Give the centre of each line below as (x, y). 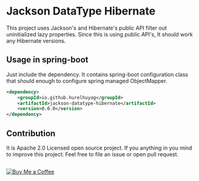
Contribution (31, 133)
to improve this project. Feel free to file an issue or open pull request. (93, 154)
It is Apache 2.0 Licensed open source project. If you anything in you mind (99, 148)
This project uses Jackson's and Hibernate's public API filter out (86, 28)
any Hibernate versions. (36, 41)
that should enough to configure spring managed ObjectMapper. (87, 81)
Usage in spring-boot (47, 60)
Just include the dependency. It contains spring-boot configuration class (97, 74)
